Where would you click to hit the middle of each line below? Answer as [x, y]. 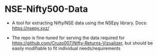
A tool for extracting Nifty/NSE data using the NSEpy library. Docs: [79, 23]
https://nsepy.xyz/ [31, 28]
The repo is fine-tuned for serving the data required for [68, 38]
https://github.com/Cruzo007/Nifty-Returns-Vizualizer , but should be [82, 43]
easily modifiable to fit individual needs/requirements [66, 48]
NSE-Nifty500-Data [46, 9]
